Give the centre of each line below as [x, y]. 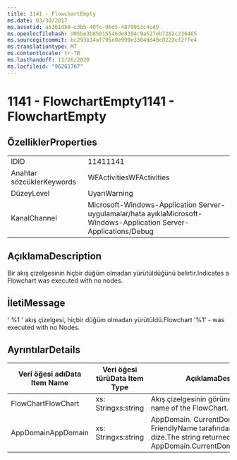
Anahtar [24, 172]
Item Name [50, 383]
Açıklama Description [55, 256]
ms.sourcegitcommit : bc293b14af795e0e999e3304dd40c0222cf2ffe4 [102, 40]
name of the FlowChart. [190, 408]
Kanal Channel [34, 218]
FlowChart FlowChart [45, 403]
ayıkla [157, 213]
